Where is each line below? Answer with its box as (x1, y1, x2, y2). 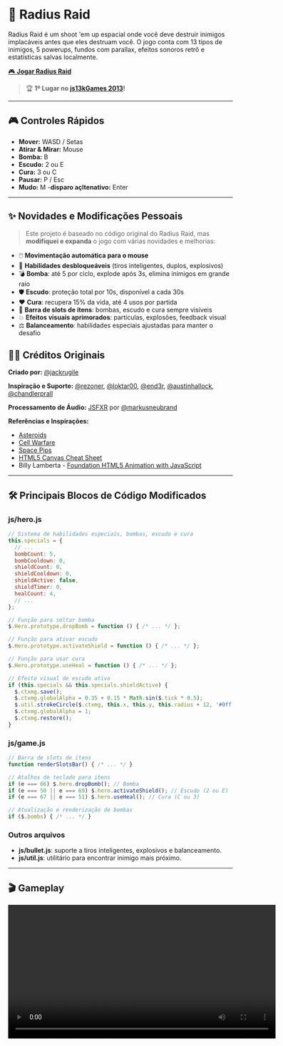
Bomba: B (18, 153, 48, 161)
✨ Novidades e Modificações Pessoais (8, 210, 183, 222)
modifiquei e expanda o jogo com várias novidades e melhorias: (25, 237, 216, 245)
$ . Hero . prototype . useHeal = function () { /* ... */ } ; (8, 662, 177, 669)
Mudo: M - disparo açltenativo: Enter (18, 183, 128, 191)
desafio (18, 328, 41, 337)
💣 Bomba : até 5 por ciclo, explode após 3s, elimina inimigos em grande (18, 269, 230, 277)
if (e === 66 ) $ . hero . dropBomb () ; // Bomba (8, 780, 140, 787)
